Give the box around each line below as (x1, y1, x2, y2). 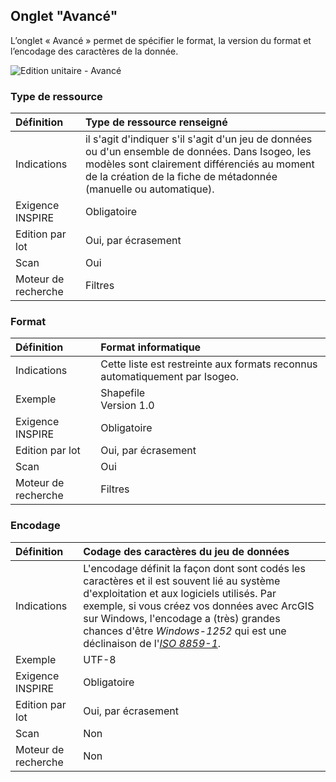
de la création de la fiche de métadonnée (84, 170, 278, 184)
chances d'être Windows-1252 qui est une (83, 624, 287, 638)
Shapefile (100, 386, 146, 400)
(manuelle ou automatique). (84, 182, 215, 196)
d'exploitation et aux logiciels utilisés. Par (83, 586, 277, 600)
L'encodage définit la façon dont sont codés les (83, 561, 306, 575)
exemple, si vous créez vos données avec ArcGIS (83, 599, 315, 613)
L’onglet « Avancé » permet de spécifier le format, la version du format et (10, 34, 312, 46)
